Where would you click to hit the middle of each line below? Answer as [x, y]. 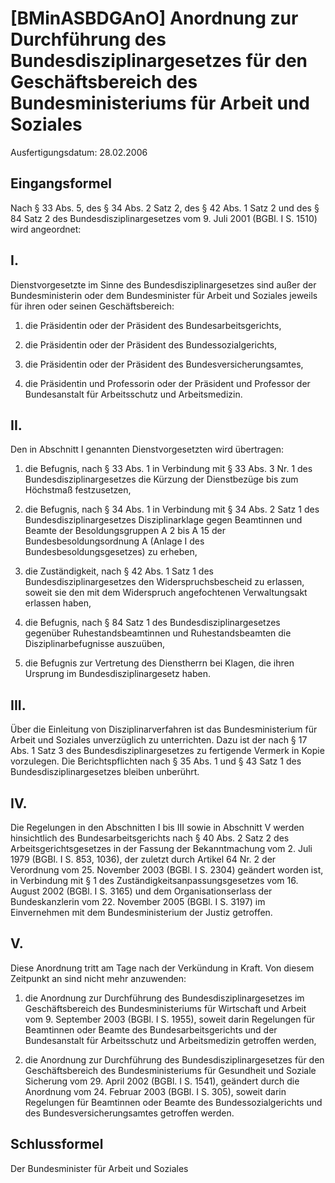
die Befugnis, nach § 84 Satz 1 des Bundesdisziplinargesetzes [152, 623]
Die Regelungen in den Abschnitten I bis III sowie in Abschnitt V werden [157, 827]
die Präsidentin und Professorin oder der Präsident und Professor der [167, 383]
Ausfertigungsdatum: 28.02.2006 [79, 152]
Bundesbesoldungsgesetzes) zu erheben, [111, 552]
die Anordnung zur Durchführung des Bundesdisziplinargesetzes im [164, 998]
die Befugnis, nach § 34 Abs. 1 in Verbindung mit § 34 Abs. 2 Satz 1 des [172, 509]
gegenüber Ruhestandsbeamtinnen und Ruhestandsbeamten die [158, 633]
